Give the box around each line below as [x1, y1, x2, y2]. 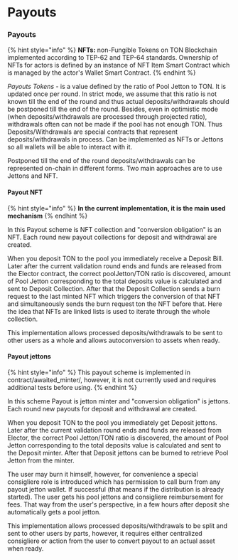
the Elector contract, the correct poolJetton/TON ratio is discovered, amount [7, 269, 231, 278]
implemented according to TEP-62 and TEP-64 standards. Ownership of [7, 53, 219, 62]
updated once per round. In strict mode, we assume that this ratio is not [7, 90, 217, 98]
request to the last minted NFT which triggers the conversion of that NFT [7, 292, 220, 300]
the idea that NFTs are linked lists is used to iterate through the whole [7, 307, 210, 315]
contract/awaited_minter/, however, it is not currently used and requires [7, 375, 217, 384]
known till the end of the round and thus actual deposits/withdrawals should [7, 97, 229, 106]
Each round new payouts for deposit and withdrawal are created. [7, 404, 198, 413]
